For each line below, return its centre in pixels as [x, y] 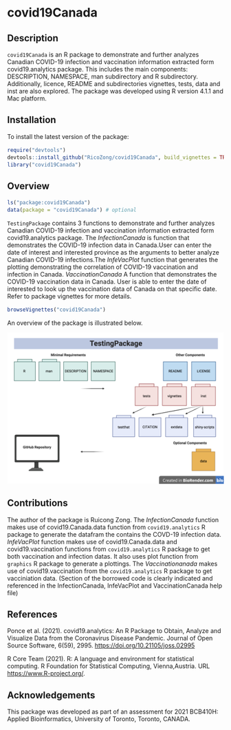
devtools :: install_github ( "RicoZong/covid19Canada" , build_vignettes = [112, 157]
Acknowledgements [51, 695]
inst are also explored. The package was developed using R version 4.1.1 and [115, 91]
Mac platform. [27, 98]
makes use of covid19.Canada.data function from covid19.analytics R [106, 527]
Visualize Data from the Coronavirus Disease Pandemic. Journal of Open [110, 638]
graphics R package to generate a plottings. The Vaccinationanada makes [112, 563]
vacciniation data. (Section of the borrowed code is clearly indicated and [110, 578]
